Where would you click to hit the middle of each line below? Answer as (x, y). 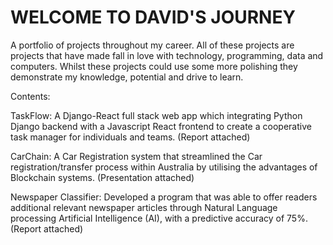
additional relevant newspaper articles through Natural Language (144, 207)
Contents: (30, 96)
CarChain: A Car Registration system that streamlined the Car (136, 156)
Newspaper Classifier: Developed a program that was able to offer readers (164, 197)
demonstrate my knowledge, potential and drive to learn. (127, 77)
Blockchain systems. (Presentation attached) (102, 177)
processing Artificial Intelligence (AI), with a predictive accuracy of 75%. (159, 218)
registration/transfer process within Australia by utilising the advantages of (164, 167)
